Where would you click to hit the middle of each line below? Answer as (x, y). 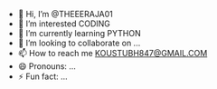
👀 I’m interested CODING (64, 24)
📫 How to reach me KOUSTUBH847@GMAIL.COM (113, 53)
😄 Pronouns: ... (47, 66)
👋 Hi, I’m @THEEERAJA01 (65, 14)
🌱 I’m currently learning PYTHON (80, 33)
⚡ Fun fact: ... (42, 76)
